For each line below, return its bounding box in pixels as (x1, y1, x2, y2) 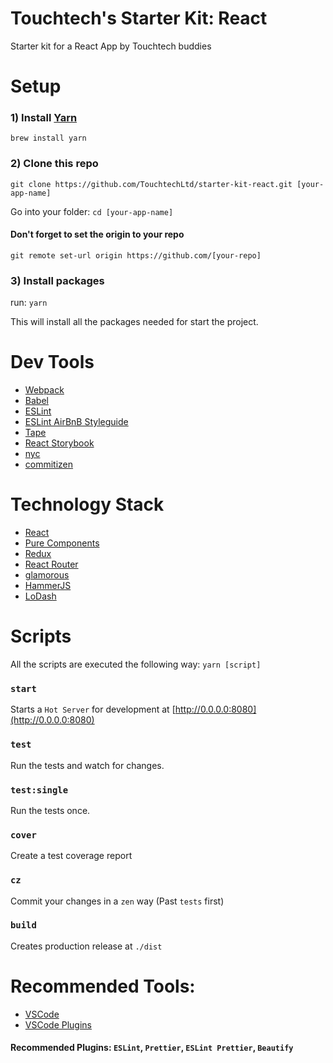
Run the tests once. (10, 804, 91, 816)
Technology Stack (10, 493, 165, 516)
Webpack (24, 384, 65, 396)
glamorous (24, 569, 70, 581)
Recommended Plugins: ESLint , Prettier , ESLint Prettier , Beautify (10, 1042, 294, 1054)
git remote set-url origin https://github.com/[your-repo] (10, 250, 262, 261)
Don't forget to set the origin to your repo (10, 228, 185, 241)
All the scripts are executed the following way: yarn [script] (10, 658, 262, 671)
